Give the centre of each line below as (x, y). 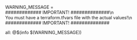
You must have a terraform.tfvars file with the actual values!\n (69, 18)
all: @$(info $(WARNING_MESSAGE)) (43, 32)
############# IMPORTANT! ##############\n (59, 12)
